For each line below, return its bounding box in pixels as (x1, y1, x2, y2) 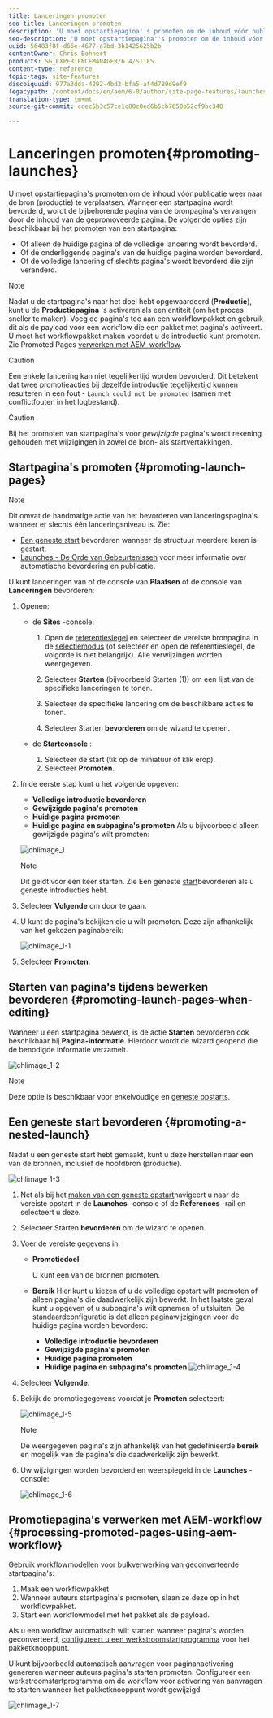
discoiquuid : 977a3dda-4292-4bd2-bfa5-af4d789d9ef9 (8, 80, 187, 88)
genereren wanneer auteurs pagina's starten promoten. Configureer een (8, 1668, 251, 1677)
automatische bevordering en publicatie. (19, 561, 156, 570)
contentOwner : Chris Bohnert (8, 50, 107, 58)
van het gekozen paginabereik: (19, 925, 124, 935)
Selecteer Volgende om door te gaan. (19, 900, 147, 910)
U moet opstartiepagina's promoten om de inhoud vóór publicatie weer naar (8, 189, 263, 199)
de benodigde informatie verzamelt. (8, 1044, 128, 1054)
